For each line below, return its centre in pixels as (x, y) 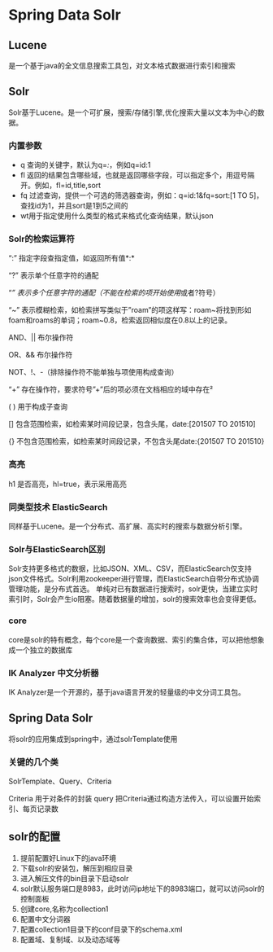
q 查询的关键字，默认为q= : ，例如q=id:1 (85, 165)
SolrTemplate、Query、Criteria (60, 781)
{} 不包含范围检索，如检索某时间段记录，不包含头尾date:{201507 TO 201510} (136, 441)
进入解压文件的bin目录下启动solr (74, 878)
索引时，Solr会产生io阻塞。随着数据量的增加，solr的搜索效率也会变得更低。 (135, 599)
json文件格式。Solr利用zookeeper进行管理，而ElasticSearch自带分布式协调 (134, 579)
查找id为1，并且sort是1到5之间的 (74, 206)
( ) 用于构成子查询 (38, 407)
